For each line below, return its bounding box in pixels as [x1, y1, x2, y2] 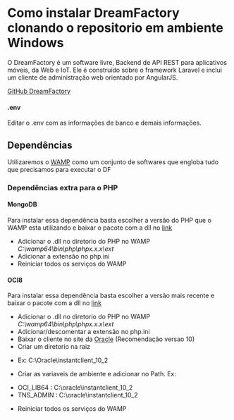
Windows [7, 35, 64, 51]
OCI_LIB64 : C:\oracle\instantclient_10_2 [17, 383, 133, 392]
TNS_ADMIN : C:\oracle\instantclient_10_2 [17, 391, 138, 400]
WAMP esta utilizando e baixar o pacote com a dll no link [7, 223, 173, 232]
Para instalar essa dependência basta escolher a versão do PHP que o [7, 216, 211, 225]
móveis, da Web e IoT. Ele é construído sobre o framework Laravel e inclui [7, 66, 222, 74]
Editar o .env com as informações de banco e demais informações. [7, 118, 202, 128]
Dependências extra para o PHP [7, 183, 118, 192]
